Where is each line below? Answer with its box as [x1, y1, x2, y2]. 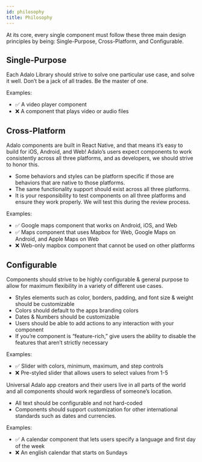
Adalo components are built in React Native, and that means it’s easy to [6, 142, 183, 149]
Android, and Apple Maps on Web [14, 235, 99, 242]
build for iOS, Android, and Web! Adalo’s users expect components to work [6, 148, 192, 155]
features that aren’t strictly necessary [14, 339, 109, 346]
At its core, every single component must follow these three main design [6, 31, 186, 38]
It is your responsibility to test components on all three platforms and [14, 192, 186, 200]
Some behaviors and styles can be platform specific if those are [14, 173, 174, 180]
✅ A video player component [14, 101, 87, 108]
